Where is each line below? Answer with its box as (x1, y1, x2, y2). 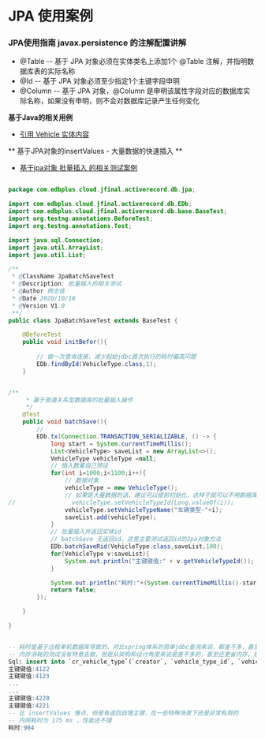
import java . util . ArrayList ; (8, 244, 104, 252)
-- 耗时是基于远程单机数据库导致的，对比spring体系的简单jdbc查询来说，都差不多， (8, 643, 248, 651)
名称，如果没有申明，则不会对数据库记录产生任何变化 (26, 96, 200, 106)
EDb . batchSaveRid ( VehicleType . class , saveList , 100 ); (50, 543, 224, 551)
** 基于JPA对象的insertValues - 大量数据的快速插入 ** (8, 147, 183, 156)
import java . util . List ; (8, 251, 87, 259)
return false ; (50, 586, 97, 594)
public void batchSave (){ (22, 418, 108, 426)
